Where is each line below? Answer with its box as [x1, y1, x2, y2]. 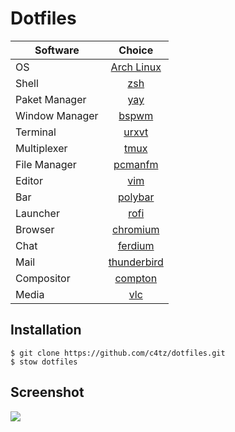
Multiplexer [15, 141, 68, 155]
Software [34, 43, 80, 57]
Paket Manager [15, 92, 87, 106]
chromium [112, 222, 160, 236]
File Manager [15, 157, 77, 171]
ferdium [117, 238, 155, 252]
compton [114, 271, 158, 285]
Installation [10, 322, 82, 339]
